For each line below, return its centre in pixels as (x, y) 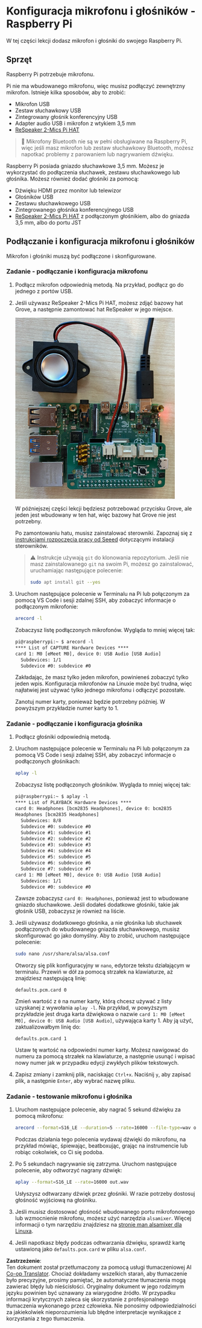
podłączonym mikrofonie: (46, 606)
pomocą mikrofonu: (39, 1116)
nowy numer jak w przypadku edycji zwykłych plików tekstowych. (97, 1062)
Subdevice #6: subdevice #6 (56, 863)
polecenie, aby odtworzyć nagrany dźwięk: (68, 1170)
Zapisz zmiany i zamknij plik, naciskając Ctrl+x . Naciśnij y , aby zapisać (103, 1074)
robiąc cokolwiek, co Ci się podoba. (59, 1152)
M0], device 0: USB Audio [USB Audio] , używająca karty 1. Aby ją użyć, (104, 1020)
